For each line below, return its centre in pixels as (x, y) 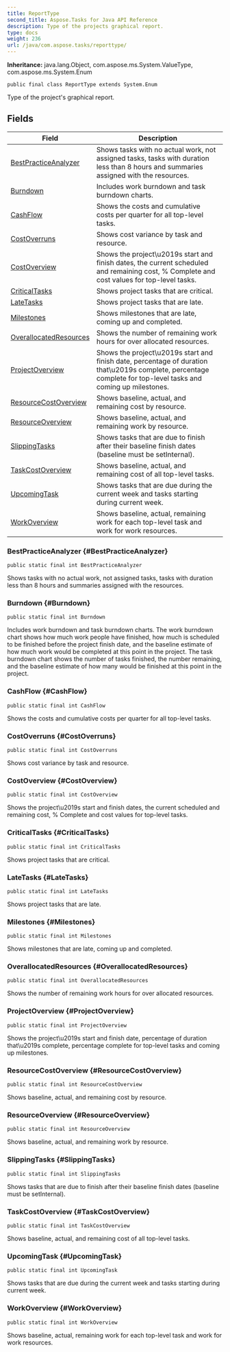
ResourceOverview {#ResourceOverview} (79, 1115)
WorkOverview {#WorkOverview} (64, 1308)
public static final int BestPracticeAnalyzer (75, 566)
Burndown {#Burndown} (49, 603)
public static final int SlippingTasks (64, 1174)
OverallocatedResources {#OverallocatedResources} (98, 966)
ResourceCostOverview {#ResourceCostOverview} (94, 1071)
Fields (21, 119)
